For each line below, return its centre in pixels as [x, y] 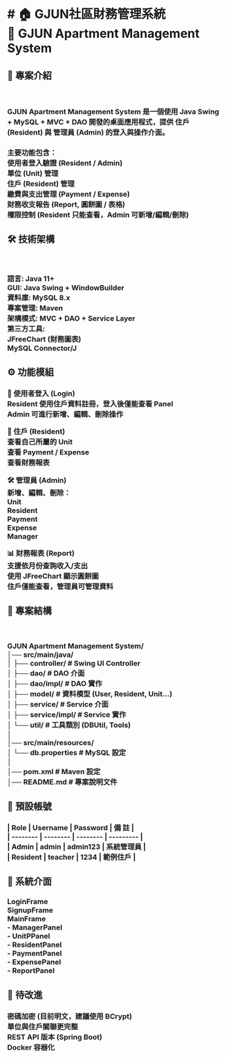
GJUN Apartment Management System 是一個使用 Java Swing [113, 111]
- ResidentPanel [35, 945]
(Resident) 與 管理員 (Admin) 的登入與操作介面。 [88, 132]
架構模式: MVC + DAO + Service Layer [71, 318]
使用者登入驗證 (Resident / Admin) [65, 163]
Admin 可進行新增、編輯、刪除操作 [65, 414]
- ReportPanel [31, 971]
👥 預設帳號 [29, 806]
